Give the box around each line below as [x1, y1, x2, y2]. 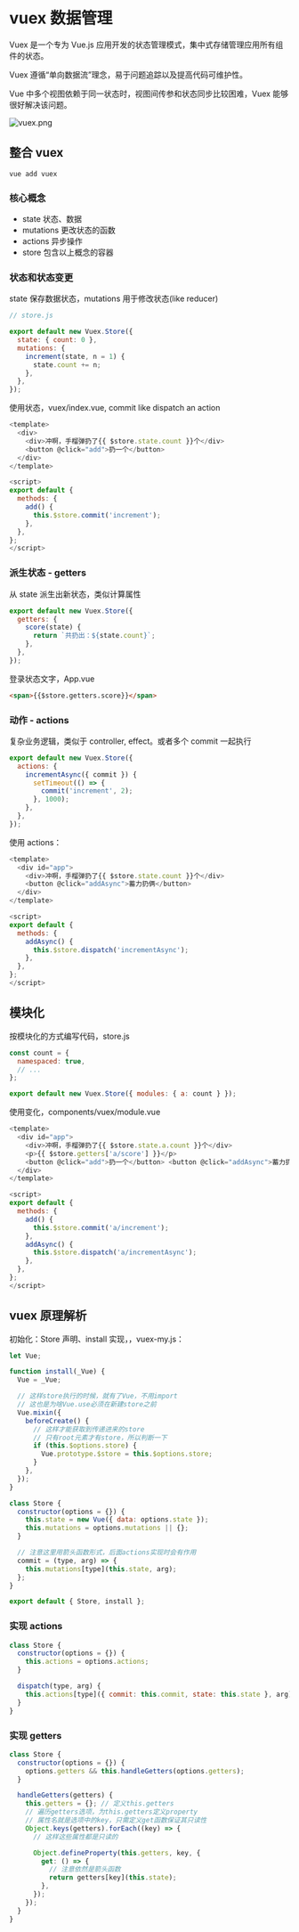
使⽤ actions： [9, 836, 62, 847]
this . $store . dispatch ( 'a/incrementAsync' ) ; [32, 1248, 198, 1257]
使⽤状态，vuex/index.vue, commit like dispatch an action [9, 403, 221, 413]
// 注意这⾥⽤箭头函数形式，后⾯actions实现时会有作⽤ [17, 1548, 197, 1557]
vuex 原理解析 [9, 1308, 87, 1324]
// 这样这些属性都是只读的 [32, 1832, 118, 1841]
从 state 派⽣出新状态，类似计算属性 [9, 589, 141, 599]
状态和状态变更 [9, 271, 74, 283]
